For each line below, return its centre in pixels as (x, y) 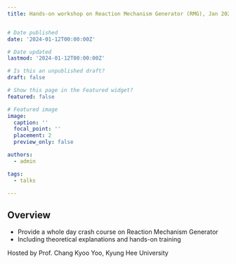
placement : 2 (33, 136)
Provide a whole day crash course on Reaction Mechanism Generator (118, 232)
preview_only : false (44, 142)
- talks (25, 180)
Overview (29, 215)
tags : (15, 174)
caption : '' (31, 123)
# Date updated (29, 52)
